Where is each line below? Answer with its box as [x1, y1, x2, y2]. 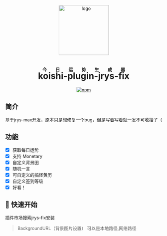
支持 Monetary [12, 153, 43, 159]
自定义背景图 [12, 159, 39, 165]
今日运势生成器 [38, 67, 130, 73]
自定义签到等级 [12, 178, 43, 184]
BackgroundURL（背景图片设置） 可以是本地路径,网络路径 [17, 225, 137, 231]
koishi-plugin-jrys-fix [38, 70, 130, 82]
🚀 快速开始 [5, 201, 37, 209]
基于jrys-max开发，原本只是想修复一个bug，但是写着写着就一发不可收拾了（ [5, 117, 163, 123]
